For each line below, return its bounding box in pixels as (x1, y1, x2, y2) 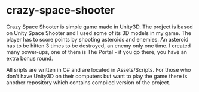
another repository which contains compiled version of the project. (6, 78, 171, 86)
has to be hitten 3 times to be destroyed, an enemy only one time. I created (6, 42, 191, 49)
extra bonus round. (6, 55, 53, 62)
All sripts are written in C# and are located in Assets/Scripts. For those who (6, 66, 191, 73)
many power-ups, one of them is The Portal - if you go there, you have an (6, 48, 187, 55)
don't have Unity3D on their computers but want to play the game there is (6, 72, 188, 80)
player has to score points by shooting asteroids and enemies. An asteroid (6, 36, 189, 43)
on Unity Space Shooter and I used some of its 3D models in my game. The (6, 29, 191, 36)
